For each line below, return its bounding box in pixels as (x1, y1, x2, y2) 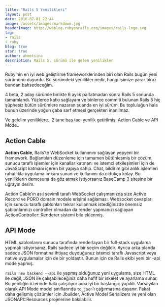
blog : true (5, 44, 28, 49)
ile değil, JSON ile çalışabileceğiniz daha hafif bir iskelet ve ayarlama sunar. (5, 275, 158, 281)
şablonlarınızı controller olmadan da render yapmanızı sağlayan (5, 206, 133, 213)
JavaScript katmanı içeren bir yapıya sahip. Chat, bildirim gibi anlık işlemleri (5, 165, 158, 171)
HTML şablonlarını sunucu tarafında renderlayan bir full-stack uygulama (5, 239, 151, 245)
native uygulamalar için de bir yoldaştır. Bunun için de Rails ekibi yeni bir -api (5, 255, 161, 261)
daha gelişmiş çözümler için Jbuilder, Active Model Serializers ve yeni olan (5, 291, 156, 297)
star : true (5, 49, 28, 53)
